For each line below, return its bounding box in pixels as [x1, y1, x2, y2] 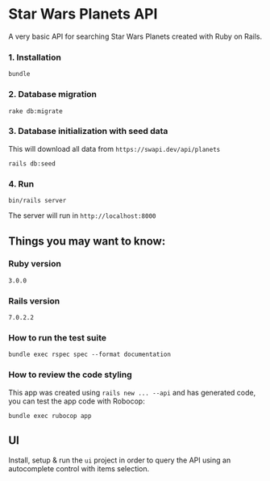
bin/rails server [8, 197, 67, 205]
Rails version [8, 295, 60, 307]
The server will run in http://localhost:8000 [8, 211, 156, 220]
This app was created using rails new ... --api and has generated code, [8, 387, 256, 397]
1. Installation [8, 52, 62, 63]
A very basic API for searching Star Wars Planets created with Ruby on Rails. [8, 31, 263, 41]
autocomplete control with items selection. [8, 463, 150, 473]
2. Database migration [8, 89, 98, 100]
